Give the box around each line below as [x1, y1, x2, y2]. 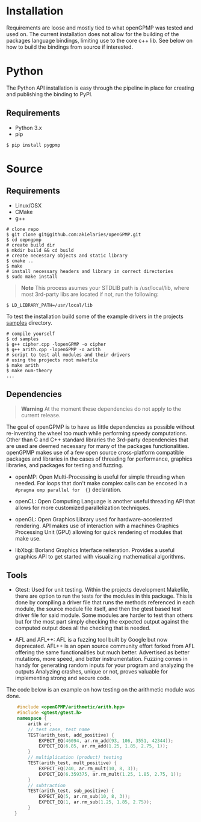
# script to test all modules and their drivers [6, 352, 131, 358]
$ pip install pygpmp [6, 142, 61, 148]
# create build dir [6, 242, 55, 248]
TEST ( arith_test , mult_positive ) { [28, 760, 117, 766]
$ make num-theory [6, 367, 52, 373]
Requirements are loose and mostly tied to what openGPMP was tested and [6, 24, 194, 31]
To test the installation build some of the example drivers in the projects [6, 313, 184, 320]
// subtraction [28, 782, 66, 788]
